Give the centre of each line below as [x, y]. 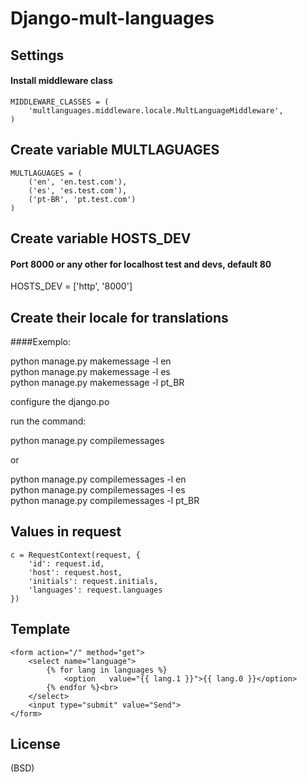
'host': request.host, [75, 572]
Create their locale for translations [119, 317]
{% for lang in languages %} [107, 670]
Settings [37, 55]
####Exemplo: [41, 341]
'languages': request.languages [95, 590]
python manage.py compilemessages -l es [98, 490]
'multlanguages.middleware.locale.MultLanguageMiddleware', [156, 110]
